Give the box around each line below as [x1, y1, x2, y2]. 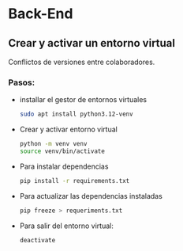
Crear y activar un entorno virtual [8, 36, 176, 50]
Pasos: [8, 77, 35, 88]
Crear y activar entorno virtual [19, 124, 118, 135]
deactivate [19, 236, 56, 244]
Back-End [8, 5, 73, 23]
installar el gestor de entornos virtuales [19, 95, 148, 105]
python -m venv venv [19, 140, 88, 148]
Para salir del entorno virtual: [19, 221, 114, 230]
